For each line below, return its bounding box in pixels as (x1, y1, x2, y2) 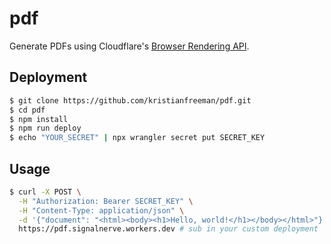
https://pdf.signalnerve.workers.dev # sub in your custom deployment (18, 224, 319, 234)
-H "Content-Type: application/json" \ (18, 205, 185, 216)
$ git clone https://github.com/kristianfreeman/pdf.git (9, 95, 252, 106)
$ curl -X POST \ (9, 187, 82, 197)
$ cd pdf (9, 105, 46, 115)
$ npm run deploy (9, 123, 82, 134)
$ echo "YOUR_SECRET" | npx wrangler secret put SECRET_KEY (9, 133, 266, 143)
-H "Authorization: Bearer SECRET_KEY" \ (18, 196, 194, 206)
